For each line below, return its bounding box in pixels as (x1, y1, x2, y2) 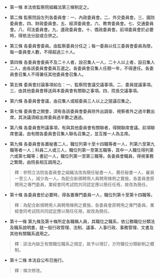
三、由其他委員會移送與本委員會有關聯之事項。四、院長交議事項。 (9, 88, 141, 93)
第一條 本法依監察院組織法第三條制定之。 (9, 4, 92, 10)
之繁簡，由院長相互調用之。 (9, 159, 65, 165)
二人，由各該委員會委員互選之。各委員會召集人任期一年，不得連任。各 (9, 65, 150, 71)
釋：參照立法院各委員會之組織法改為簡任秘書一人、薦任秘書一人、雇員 (14, 170, 155, 175)
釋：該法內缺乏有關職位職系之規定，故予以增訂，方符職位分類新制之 (14, 241, 150, 247)
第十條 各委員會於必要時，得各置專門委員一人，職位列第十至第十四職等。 (9, 192, 155, 198)
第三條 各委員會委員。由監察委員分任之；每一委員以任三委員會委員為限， (9, 43, 155, 48)
